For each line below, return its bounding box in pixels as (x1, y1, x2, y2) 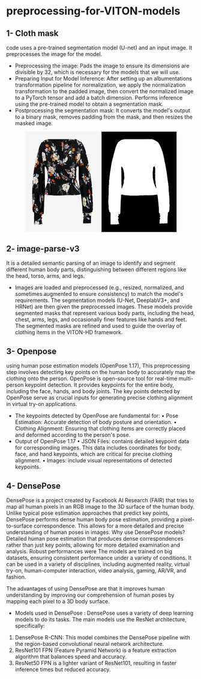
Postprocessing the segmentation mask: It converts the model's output (14, 107, 191, 114)
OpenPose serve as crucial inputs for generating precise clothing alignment (6, 394, 193, 401)
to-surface (6, 522, 33, 530)
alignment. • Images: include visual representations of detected (14, 457, 172, 464)
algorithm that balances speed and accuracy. (14, 653, 127, 660)
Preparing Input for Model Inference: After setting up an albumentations (14, 75, 192, 82)
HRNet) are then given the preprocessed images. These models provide (14, 303, 193, 310)
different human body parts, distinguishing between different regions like (6, 266, 187, 273)
